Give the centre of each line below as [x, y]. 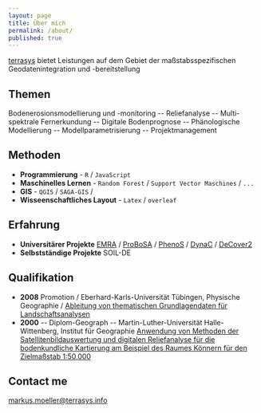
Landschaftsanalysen [55, 314]
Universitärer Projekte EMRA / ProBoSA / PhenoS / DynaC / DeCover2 [136, 244]
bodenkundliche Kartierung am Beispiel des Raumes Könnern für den [133, 348]
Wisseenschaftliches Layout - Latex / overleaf [98, 199]
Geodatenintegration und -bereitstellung [75, 69]
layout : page [30, 16]
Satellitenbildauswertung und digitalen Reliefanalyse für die [117, 339]
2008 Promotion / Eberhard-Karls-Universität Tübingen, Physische [130, 297]
